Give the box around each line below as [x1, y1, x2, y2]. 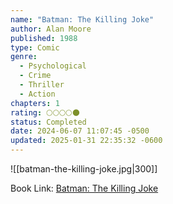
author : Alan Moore [10, 24, 92, 34]
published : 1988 [10, 33, 78, 43]
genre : [10, 52, 38, 62]
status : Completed [10, 117, 87, 127]
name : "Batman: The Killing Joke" [10, 14, 155, 25]
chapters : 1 [10, 98, 60, 108]
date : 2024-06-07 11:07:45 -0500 [10, 126, 150, 136]
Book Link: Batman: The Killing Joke [10, 182, 159, 194]
